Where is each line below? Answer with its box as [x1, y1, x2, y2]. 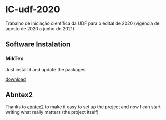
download [5, 76, 26, 82]
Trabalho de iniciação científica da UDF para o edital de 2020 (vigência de [5, 20, 160, 26]
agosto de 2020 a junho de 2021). [5, 25, 76, 31]
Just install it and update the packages [5, 66, 86, 72]
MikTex [5, 55, 24, 62]
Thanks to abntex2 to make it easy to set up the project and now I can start [5, 104, 161, 110]
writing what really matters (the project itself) [5, 109, 99, 115]
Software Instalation [5, 40, 71, 49]
